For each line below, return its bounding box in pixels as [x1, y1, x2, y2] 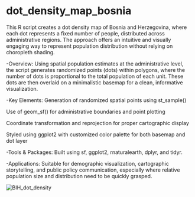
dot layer [6, 137, 28, 144]
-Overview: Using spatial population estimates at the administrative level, [6, 60, 184, 67]
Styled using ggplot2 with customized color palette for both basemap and [6, 131, 186, 138]
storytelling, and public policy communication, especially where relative [6, 166, 180, 173]
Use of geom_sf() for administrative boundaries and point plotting [6, 108, 165, 115]
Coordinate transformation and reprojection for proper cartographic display [6, 119, 189, 126]
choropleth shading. [6, 48, 55, 55]
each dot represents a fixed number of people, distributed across [6, 29, 165, 37]
